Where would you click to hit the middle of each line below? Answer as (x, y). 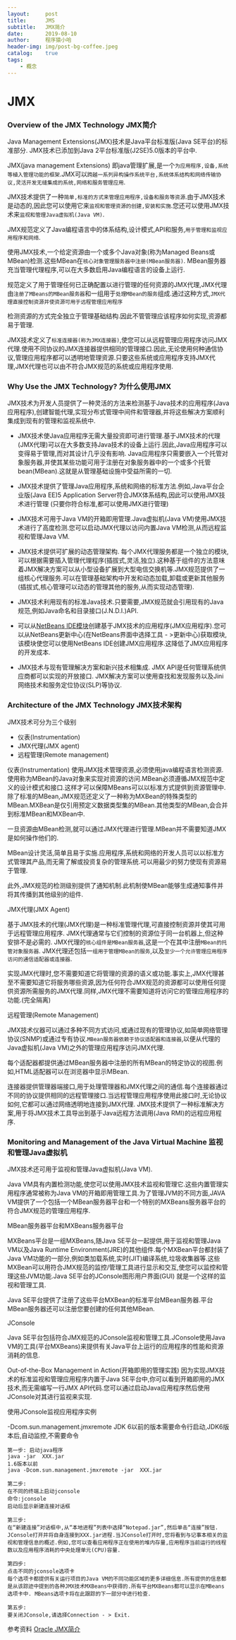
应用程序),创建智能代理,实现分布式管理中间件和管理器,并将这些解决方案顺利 (116, 412)
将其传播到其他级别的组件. (45, 894)
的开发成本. (34, 652)
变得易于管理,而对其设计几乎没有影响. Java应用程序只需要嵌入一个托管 (120, 454)
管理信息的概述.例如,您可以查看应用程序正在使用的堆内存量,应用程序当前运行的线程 (122, 1542)
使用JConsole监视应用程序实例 (52, 1412)
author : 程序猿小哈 (39, 40)
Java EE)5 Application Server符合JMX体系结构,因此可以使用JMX (126, 495)
